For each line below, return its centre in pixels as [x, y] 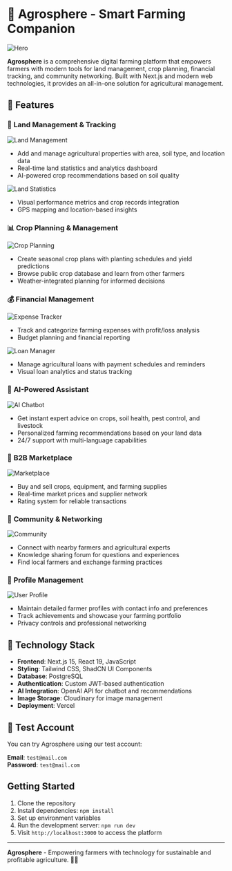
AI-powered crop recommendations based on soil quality [98, 175]
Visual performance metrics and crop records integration [98, 202]
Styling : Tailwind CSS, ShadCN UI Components [85, 669]
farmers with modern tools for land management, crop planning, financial [111, 68]
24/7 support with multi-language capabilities [82, 440]
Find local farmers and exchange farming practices [90, 562]
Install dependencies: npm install [65, 810]
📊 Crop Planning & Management [63, 227]
